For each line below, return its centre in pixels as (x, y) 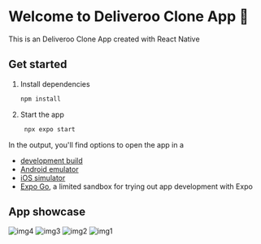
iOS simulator (43, 178)
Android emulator (49, 169)
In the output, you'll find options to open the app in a (96, 144)
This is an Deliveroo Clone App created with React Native (104, 39)
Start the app (42, 114)
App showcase (47, 211)
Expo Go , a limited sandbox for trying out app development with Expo (137, 186)
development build (51, 161)
